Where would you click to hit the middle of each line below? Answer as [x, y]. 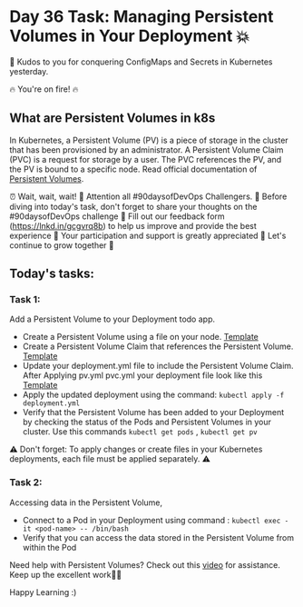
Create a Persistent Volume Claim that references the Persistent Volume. [158, 346]
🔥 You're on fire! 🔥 [44, 89]
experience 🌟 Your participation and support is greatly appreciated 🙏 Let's [148, 235]
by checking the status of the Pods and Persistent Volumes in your [147, 422]
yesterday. [29, 71]
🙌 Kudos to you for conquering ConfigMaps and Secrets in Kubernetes [141, 62]
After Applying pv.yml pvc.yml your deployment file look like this [142, 375]
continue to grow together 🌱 [62, 245]
